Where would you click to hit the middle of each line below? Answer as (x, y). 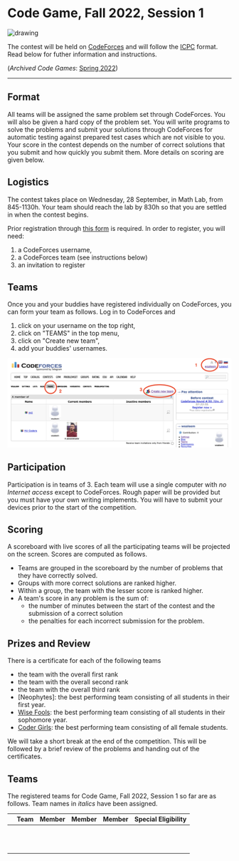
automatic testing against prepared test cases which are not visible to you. (116, 137)
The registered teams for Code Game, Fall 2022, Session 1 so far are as (112, 795)
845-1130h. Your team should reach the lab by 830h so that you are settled (117, 207)
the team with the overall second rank (73, 682)
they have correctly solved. (58, 576)
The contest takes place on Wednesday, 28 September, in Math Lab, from (115, 199)
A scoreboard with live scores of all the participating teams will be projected (119, 547)
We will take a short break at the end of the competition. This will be (107, 741)
